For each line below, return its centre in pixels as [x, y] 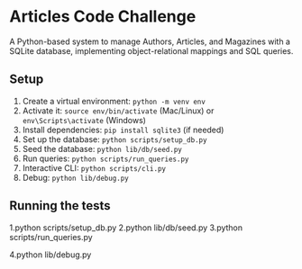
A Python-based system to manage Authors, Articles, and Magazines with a [150, 41]
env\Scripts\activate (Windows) [84, 120]
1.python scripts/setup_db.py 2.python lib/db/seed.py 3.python [126, 228]
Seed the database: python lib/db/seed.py [102, 148]
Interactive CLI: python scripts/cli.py [94, 167]
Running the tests [60, 206]
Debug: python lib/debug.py [75, 177]
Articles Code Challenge [103, 17]
